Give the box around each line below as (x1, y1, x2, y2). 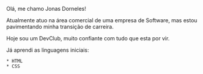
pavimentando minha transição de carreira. (6, 23, 114, 30)
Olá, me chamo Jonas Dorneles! (6, 5, 87, 12)
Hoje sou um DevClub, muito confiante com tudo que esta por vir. (6, 35, 170, 42)
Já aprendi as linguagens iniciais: (6, 46, 90, 54)
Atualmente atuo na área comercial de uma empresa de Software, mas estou (6, 17, 198, 23)
